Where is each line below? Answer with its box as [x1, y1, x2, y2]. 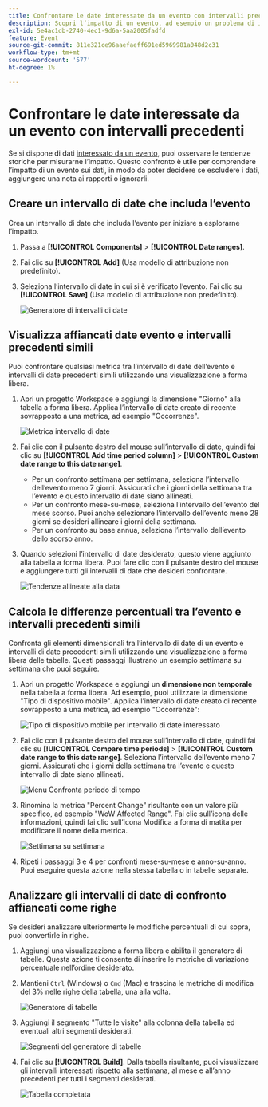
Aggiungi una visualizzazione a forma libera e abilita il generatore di [19, 946, 242, 955]
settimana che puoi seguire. [8, 664, 100, 674]
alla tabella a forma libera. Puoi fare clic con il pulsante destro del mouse [19, 557, 259, 567]
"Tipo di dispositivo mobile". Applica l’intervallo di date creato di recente [19, 696, 257, 706]
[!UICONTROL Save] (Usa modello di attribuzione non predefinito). [19, 290, 239, 299]
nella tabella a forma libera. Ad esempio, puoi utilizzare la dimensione [19, 687, 248, 698]
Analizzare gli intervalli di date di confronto [8, 888, 227, 902]
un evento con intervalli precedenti [8, 121, 245, 140]
